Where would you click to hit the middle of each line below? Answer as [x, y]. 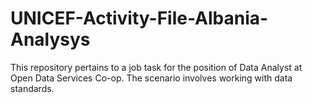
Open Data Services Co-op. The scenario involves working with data [151, 78]
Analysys [50, 39]
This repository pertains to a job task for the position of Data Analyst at [156, 67]
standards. [32, 88]
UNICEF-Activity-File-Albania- [139, 18]
